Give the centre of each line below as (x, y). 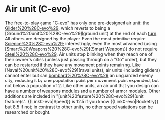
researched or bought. (28, 112)
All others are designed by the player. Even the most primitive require (75, 39)
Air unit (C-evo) (38, 9)
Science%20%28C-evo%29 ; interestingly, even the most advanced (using (81, 43)
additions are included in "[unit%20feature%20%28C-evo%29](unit (75, 96)
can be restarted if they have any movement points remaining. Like (73, 65)
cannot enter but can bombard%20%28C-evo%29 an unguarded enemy (79, 75)
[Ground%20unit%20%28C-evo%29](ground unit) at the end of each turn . (82, 33)
